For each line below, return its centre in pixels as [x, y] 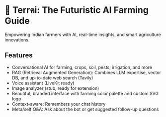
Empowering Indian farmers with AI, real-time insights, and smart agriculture [83, 35]
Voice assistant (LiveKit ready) [43, 83]
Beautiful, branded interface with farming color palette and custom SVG [85, 93]
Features [19, 56]
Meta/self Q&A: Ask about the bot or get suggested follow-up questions [85, 109]
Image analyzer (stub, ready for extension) [55, 88]
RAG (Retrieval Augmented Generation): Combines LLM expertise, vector [86, 72]
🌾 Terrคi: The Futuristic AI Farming [77, 10]
